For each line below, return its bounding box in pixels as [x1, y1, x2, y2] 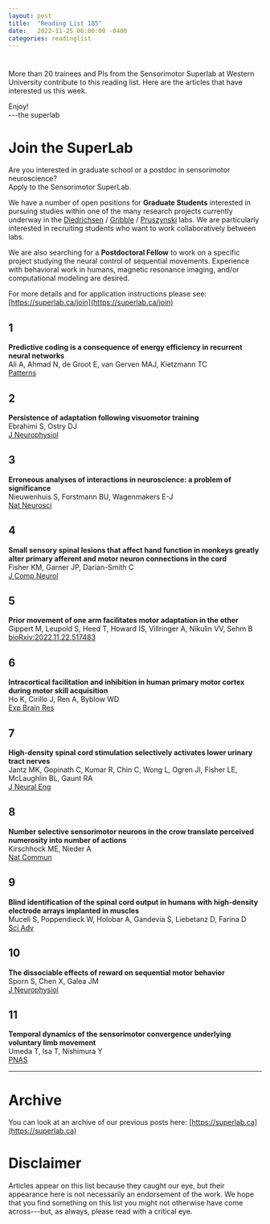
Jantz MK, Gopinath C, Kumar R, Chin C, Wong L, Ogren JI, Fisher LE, [8, 765, 238, 774]
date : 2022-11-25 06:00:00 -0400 [8, 27, 128, 35]
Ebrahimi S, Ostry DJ [8, 421, 78, 431]
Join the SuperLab [8, 139, 133, 157]
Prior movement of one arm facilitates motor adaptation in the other [8, 616, 239, 625]
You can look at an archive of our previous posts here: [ [8, 1118, 192, 1127]
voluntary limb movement [8, 1038, 96, 1048]
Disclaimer [8, 1154, 82, 1172]
